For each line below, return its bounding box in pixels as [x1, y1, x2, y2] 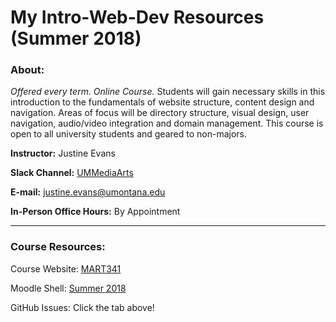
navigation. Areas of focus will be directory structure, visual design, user [10, 107, 310, 119]
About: [10, 63, 45, 77]
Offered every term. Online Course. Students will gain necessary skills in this [10, 86, 326, 98]
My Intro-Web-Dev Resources [10, 6, 265, 29]
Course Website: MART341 [10, 262, 122, 275]
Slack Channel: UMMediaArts [10, 167, 134, 179]
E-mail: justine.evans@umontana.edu [10, 186, 166, 198]
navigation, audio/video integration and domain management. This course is [10, 117, 324, 130]
